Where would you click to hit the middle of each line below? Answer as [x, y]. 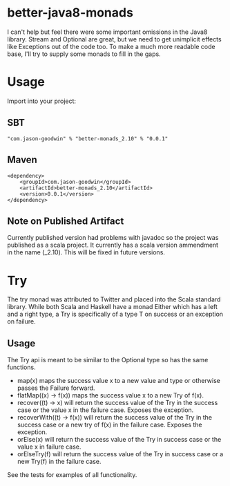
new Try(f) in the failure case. [59, 462]
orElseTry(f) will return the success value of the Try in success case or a [120, 454]
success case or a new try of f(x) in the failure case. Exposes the [109, 425]
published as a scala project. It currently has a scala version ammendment [113, 245]
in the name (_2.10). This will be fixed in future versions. [86, 252]
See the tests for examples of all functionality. [72, 475]
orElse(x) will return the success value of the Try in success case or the [119, 440]
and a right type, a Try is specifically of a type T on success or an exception [115, 314]
